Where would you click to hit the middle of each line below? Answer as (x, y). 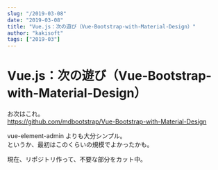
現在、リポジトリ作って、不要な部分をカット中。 (77, 160)
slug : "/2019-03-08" (37, 14)
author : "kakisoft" (35, 33)
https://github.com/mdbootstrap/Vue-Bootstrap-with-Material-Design (107, 121)
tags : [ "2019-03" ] (34, 40)
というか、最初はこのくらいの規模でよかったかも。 (80, 145)
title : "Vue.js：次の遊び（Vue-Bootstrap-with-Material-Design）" (102, 26)
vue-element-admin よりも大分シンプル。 (67, 136)
